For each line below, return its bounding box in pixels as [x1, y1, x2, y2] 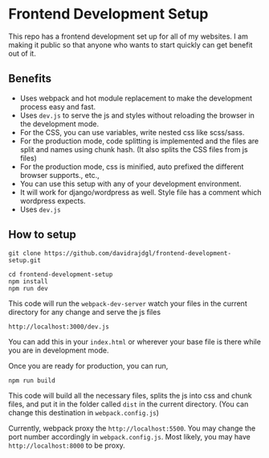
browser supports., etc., [19, 170, 100, 179]
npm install [8, 277, 48, 286]
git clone [8, 249, 42, 258]
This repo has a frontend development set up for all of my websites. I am [8, 31, 249, 41]
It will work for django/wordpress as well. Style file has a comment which [19, 187, 262, 197]
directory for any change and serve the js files [8, 307, 161, 316]
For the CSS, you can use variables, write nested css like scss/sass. [19, 127, 245, 137]
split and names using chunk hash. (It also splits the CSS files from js [19, 144, 248, 154]
